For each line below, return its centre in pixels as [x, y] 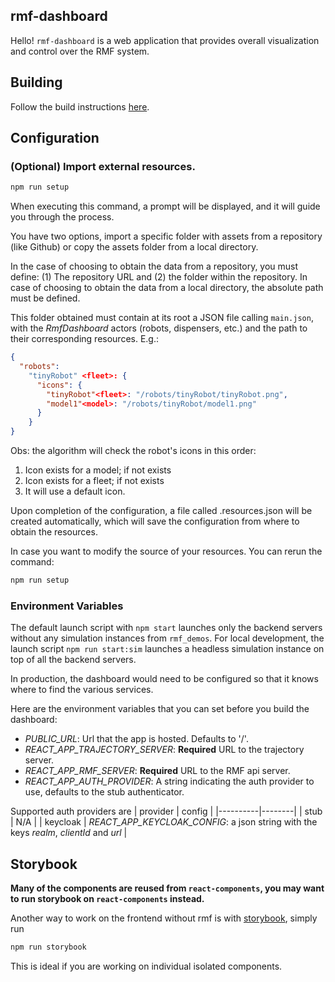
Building [36, 82]
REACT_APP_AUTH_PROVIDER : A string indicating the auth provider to [169, 781]
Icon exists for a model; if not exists [98, 470]
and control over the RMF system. [80, 51]
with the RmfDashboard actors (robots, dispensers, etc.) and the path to [159, 328]
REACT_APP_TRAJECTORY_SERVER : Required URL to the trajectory [164, 750]
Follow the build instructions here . [80, 106]
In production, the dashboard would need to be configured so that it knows [164, 679]
